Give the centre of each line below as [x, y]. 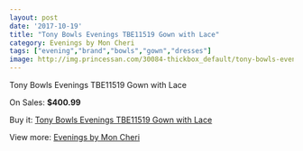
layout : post [34, 18]
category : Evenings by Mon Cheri [72, 43]
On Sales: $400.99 [45, 102]
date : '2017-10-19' [46, 26]
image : [22, 59]
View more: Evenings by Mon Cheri [75, 137]
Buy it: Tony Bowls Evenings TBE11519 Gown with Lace [111, 120]
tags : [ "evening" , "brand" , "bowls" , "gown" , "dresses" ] [110, 51]
